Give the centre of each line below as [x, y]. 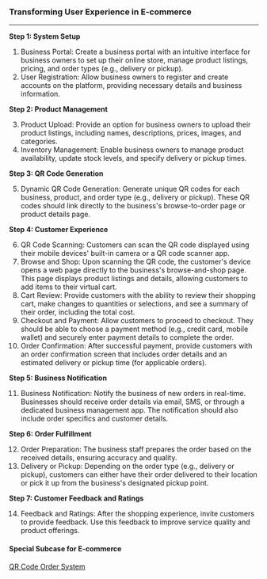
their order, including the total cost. [78, 312]
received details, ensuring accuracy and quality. [99, 458]
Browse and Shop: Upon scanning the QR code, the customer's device [135, 262]
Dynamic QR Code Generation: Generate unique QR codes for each [130, 189]
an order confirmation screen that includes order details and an [124, 354]
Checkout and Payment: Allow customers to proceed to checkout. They [137, 321]
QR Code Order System [47, 566]
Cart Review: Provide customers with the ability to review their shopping [138, 295]
